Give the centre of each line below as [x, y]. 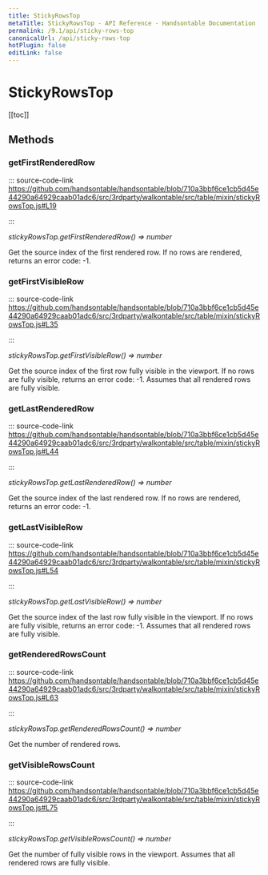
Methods [31, 140]
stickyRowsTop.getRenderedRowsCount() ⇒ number [95, 728]
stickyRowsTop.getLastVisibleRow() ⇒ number [85, 601]
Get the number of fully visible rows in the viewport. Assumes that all [122, 854]
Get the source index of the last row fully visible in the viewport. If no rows [131, 616]
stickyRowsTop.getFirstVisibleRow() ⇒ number [85, 355]
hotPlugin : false [37, 46]
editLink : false [35, 53]
